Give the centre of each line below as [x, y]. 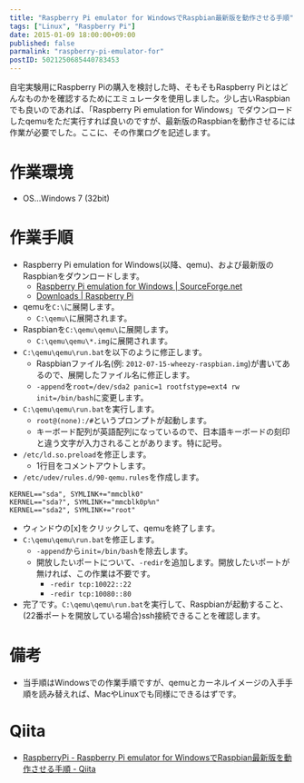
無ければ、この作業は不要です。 [96, 573]
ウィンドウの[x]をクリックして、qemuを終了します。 [121, 528]
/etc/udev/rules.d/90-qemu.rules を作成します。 [113, 477]
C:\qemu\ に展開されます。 [84, 318]
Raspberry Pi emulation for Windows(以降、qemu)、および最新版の [148, 264]
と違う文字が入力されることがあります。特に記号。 [131, 442]
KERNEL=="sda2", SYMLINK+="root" [73, 510]
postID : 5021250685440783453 [64, 60]
